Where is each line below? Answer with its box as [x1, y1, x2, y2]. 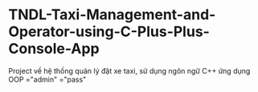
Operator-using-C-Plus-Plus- [8, 22, 211, 41]
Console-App [8, 40, 100, 58]
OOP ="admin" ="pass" [8, 74, 87, 84]
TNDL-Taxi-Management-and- [8, 6, 216, 24]
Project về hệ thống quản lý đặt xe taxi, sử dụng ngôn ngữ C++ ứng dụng [8, 66, 251, 75]
